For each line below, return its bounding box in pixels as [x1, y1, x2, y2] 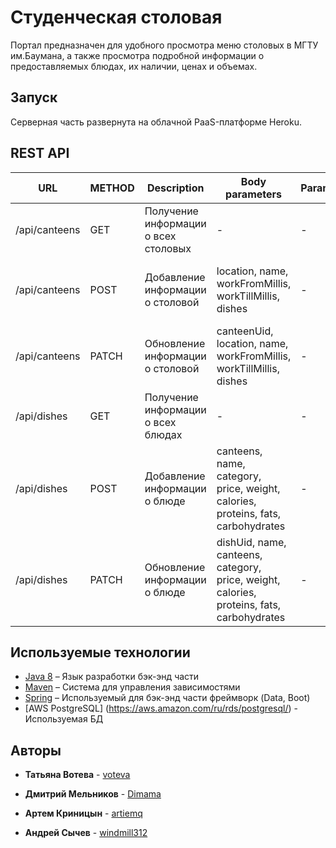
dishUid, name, [216, 535, 287, 549]
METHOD [89, 181, 135, 195]
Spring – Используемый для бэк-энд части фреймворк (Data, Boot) [24, 692, 311, 704]
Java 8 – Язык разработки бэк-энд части [24, 671, 200, 683]
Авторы [10, 742, 62, 759]
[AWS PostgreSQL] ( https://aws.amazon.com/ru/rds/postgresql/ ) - [24, 702, 298, 715]
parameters [225, 187, 282, 201]
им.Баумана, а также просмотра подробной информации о [10, 49, 265, 61]
